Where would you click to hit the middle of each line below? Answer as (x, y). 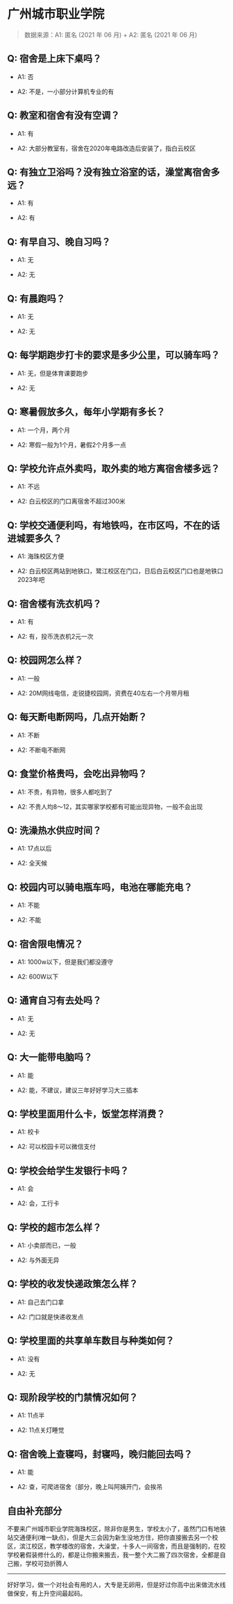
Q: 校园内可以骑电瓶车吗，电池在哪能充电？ (100, 887)
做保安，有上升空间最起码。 (47, 1594)
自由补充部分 (35, 1511)
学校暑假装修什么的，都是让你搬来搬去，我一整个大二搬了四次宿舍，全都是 (113, 1555)
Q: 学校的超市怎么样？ (54, 1227)
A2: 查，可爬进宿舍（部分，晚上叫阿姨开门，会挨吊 (90, 1487)
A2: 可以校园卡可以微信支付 (56, 1147)
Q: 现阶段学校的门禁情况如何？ (73, 1398)
